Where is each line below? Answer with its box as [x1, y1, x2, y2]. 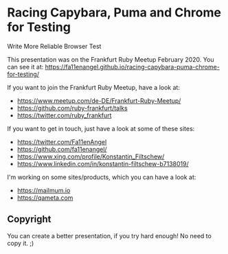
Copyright [7, 213, 52, 225]
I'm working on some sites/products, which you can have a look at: [7, 173, 196, 181]
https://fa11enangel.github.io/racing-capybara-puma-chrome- [45, 62, 220, 71]
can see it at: [7, 62, 44, 71]
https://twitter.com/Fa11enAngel [16, 137, 107, 146]
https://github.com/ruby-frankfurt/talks [16, 104, 128, 112]
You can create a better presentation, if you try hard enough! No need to [7, 231, 212, 240]
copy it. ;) [7, 239, 34, 247]
